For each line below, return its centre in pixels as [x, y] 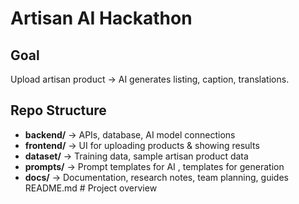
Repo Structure [58, 110]
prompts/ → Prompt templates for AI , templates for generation [154, 166]
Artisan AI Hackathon [101, 18]
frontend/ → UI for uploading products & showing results [142, 145]
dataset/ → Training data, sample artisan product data [136, 156]
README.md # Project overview [91, 188]
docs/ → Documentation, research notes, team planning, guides [156, 177]
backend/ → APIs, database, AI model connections [130, 134]
